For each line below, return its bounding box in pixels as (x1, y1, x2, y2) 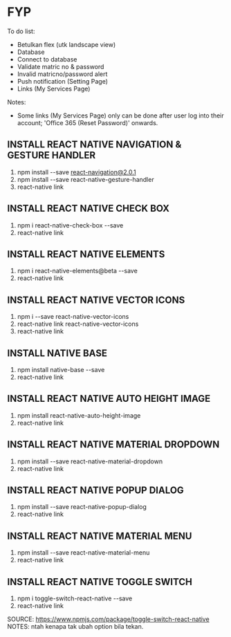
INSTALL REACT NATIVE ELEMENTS (7, 248, 165, 260)
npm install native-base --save (17, 366, 105, 373)
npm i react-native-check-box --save (17, 221, 124, 229)
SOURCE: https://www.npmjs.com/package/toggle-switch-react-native (7, 615, 210, 623)
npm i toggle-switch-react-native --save (17, 594, 133, 602)
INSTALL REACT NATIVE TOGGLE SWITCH (7, 575, 192, 588)
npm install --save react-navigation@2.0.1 (17, 167, 136, 176)
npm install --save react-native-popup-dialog (17, 503, 147, 511)
